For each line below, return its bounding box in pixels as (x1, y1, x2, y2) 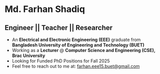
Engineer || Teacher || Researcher (5, 23, 113, 32)
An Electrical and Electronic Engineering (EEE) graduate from (12, 36, 141, 42)
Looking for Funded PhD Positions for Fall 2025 (12, 58, 110, 63)
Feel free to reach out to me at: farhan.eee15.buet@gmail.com (12, 63, 140, 69)
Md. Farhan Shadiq (5, 3, 85, 15)
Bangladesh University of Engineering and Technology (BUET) (12, 42, 145, 48)
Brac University (12, 52, 46, 58)
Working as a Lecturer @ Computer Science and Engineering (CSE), (12, 47, 156, 53)
